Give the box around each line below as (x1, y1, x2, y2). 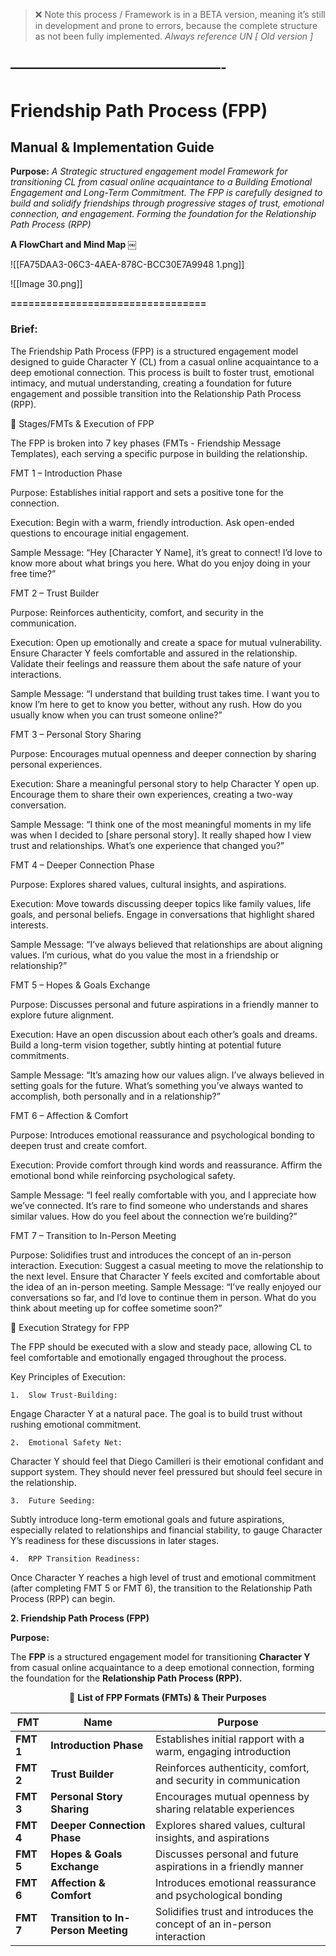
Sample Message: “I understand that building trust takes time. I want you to (10, 687, 320, 699)
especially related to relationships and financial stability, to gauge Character (10, 1524, 323, 1536)
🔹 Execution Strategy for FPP (10, 1321, 130, 1333)
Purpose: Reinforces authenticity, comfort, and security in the (10, 606, 264, 618)
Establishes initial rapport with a (154, 1732, 305, 1746)
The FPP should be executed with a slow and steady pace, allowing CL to (10, 1340, 313, 1353)
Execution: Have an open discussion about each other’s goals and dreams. (10, 1028, 318, 1040)
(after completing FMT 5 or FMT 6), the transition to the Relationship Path (10, 1582, 313, 1594)
